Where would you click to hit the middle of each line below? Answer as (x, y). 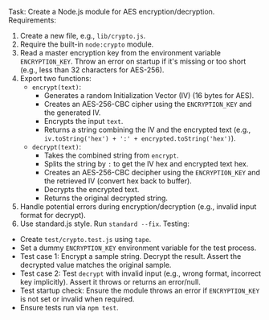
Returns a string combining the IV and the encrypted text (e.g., (147, 129)
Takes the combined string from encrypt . (111, 155)
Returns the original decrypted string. (106, 198)
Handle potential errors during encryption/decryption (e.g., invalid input (138, 207)
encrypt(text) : (57, 87)
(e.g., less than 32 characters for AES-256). (92, 70)
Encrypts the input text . (84, 121)
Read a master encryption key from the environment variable (120, 53)
